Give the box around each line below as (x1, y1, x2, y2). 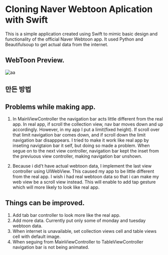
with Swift (5, 14, 48, 26)
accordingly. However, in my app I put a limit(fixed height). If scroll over (12, 126, 160, 133)
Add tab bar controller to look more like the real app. (12, 212, 121, 218)
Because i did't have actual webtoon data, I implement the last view (12, 163, 152, 169)
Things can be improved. (5, 199, 85, 207)
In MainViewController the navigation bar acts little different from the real (12, 115, 163, 121)
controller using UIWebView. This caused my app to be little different (12, 168, 154, 174)
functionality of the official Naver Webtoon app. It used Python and (5, 36, 143, 42)
